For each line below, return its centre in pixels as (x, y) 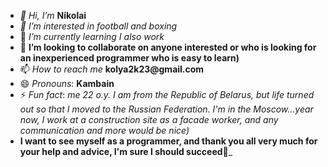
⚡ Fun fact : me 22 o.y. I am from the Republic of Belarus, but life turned (167, 94)
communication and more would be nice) (104, 130)
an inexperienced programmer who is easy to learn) (129, 58)
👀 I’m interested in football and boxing (98, 26)
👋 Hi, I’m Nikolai (53, 15)
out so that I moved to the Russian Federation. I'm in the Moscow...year (166, 109)
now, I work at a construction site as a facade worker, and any (149, 119)
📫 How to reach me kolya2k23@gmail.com (112, 69)
